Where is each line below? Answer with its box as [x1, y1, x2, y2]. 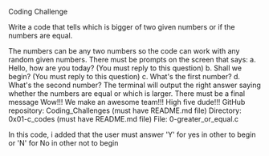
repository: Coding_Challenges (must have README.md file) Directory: [8, 106, 243, 115]
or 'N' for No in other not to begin [8, 138, 119, 147]
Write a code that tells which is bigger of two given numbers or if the [8, 22, 235, 31]
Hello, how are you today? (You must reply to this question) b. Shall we [8, 63, 243, 73]
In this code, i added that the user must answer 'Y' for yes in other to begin [8, 130, 256, 139]
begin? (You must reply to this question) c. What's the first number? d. [8, 72, 241, 81]
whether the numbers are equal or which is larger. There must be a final [8, 89, 246, 98]
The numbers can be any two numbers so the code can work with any [8, 46, 240, 55]
